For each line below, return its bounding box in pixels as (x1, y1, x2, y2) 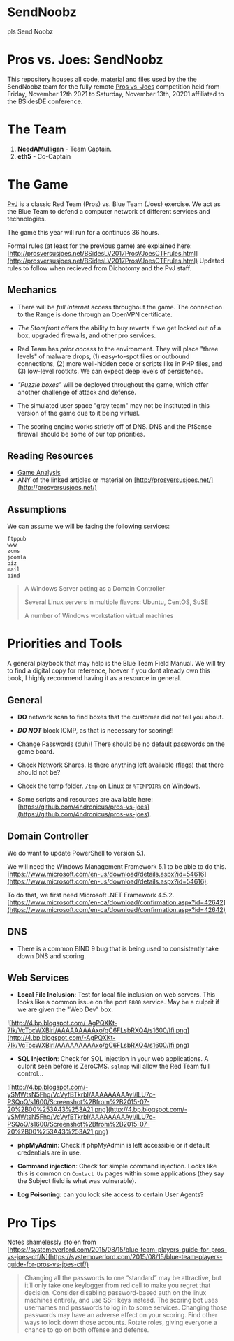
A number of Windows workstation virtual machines (24, 612, 174, 620)
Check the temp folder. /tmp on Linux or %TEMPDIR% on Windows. (17, 782, 201, 790)
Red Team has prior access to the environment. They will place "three (17, 344, 219, 353)
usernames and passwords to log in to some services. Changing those (24, 1303, 228, 1312)
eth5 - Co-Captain (17, 152, 71, 161)
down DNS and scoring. (17, 951, 86, 960)
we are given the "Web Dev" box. (17, 1005, 113, 1013)
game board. (17, 747, 54, 755)
